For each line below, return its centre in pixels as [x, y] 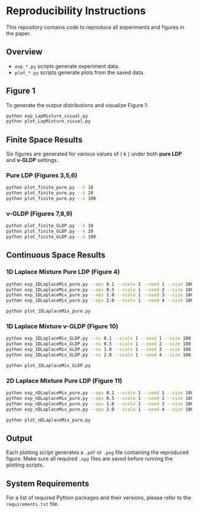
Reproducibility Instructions [76, 11]
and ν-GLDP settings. [32, 160]
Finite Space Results [44, 140]
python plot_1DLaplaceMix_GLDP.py [49, 365]
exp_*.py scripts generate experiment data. [67, 66]
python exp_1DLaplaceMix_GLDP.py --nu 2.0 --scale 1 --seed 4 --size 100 [99, 355]
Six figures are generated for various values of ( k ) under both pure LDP [94, 154]
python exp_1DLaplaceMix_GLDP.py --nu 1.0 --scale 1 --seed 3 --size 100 [99, 350]
